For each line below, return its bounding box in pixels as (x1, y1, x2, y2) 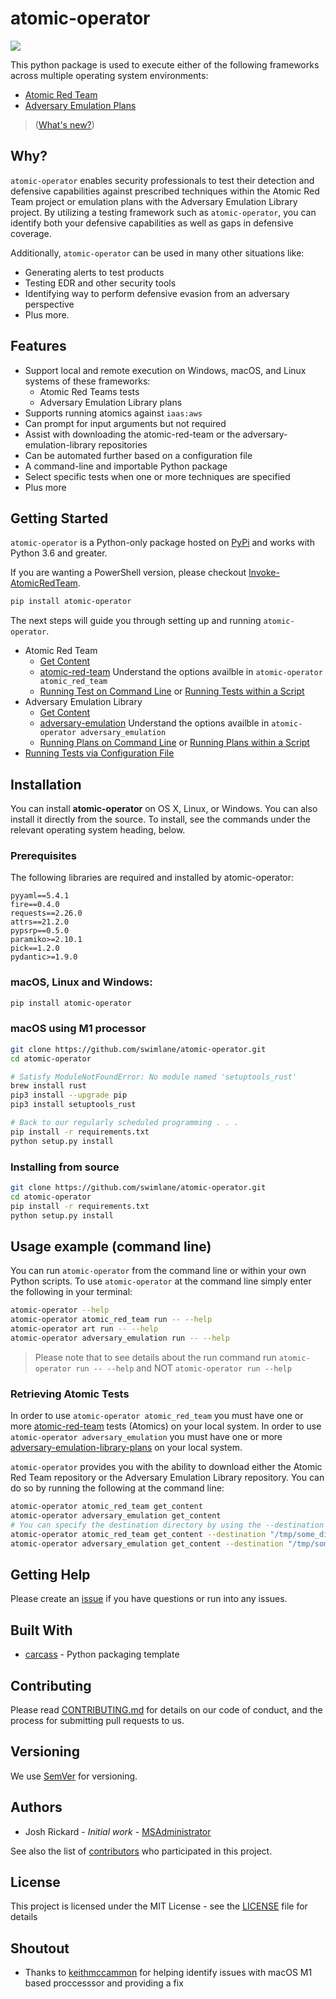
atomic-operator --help (10, 1305, 110, 1316)
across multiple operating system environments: (10, 69, 209, 81)
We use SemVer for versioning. (10, 1770, 138, 1782)
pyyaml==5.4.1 (10, 891, 70, 901)
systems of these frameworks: (24, 375, 151, 387)
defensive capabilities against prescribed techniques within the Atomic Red (10, 185, 320, 197)
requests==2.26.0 (10, 908, 83, 919)
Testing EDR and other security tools (24, 277, 177, 289)
